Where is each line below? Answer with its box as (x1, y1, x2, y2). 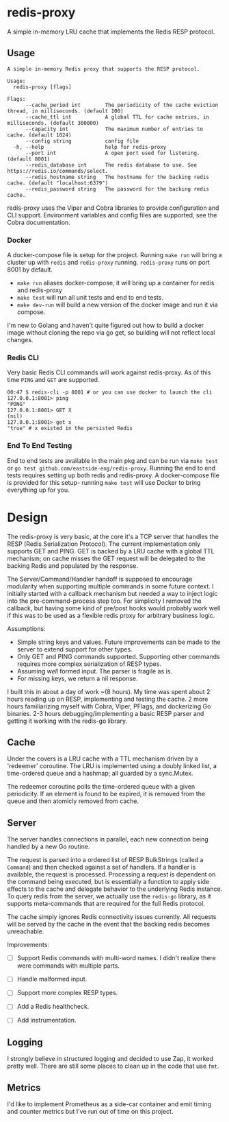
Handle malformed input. (16, 975, 87, 983)
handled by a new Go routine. (7, 842, 90, 851)
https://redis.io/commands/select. (7, 167, 109, 174)
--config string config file (25, 137, 139, 145)
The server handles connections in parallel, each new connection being (7, 835, 208, 844)
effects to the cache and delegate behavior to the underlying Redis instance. (7, 885, 223, 893)
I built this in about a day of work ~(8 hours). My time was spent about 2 (7, 687, 211, 695)
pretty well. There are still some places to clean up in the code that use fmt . (7, 1062, 219, 1071)
